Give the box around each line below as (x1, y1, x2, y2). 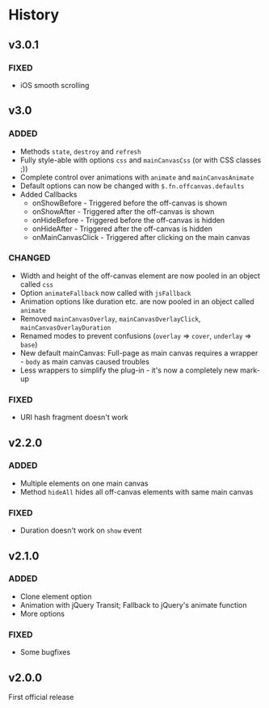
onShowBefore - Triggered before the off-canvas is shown (32, 198, 228, 208)
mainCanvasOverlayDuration (19, 323, 111, 332)
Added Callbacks (19, 189, 78, 199)
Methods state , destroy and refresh (19, 146, 141, 156)
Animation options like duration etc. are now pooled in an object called (19, 297, 254, 306)
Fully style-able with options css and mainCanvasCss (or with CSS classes (19, 155, 262, 165)
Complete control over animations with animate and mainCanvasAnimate (19, 172, 254, 182)
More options (19, 609, 65, 618)
